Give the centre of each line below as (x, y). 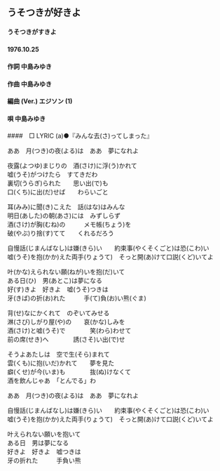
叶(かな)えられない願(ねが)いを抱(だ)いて (66, 272)
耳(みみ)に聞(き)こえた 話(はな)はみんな (66, 206)
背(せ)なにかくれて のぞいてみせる (59, 313)
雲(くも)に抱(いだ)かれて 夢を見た (61, 363)
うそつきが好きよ (44, 13)
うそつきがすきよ (32, 32)
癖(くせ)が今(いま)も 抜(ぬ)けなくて (69, 371)
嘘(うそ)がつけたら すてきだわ (53, 174)
